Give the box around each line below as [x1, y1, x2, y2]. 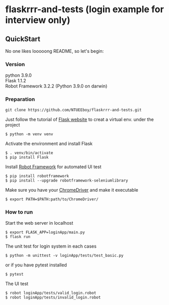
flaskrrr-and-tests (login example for [5, 4, 164, 15]
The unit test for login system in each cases [5, 243, 97, 249]
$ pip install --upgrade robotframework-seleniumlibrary [5, 178, 128, 183]
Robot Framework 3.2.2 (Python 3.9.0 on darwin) [5, 83, 108, 89]
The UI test [5, 281, 29, 287]
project [5, 121, 20, 128]
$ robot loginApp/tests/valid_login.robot [5, 290, 96, 295]
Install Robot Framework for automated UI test [5, 164, 102, 170]
